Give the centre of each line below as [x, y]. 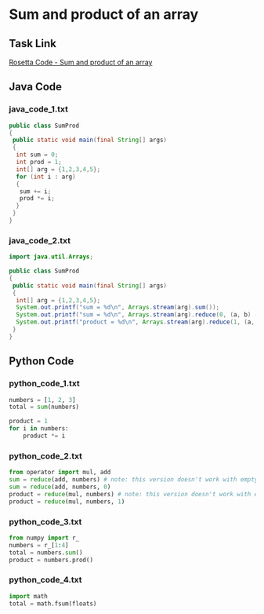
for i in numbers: [39, 429]
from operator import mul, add [60, 473]
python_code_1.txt [45, 384]
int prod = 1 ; [39, 163]
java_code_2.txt [40, 240]
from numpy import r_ [44, 538]
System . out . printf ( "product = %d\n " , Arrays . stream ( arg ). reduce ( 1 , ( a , [136, 322]
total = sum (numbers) [44, 407]
